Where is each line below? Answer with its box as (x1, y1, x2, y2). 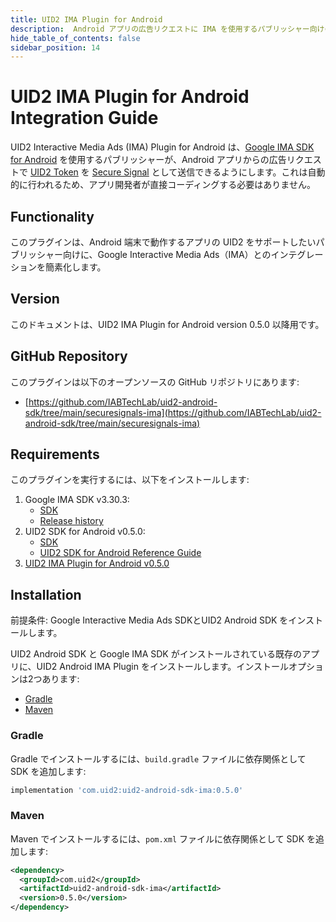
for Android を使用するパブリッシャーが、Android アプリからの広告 (10, 154, 287, 166)
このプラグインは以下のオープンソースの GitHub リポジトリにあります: (10, 376, 300, 388)
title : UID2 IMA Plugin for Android (10, 14, 163, 25)
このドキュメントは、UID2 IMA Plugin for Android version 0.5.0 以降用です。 (10, 318, 325, 330)
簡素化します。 (44, 261, 107, 273)
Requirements (10, 446, 100, 463)
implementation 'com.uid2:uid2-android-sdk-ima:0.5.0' (10, 785, 244, 795)
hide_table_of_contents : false (10, 33, 141, 43)
